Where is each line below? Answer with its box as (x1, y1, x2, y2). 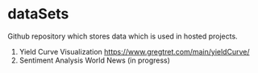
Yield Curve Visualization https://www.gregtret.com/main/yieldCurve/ (19, 47, 250, 56)
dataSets (7, 5, 69, 23)
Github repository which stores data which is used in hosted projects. (7, 31, 239, 41)
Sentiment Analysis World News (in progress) (19, 55, 171, 65)
